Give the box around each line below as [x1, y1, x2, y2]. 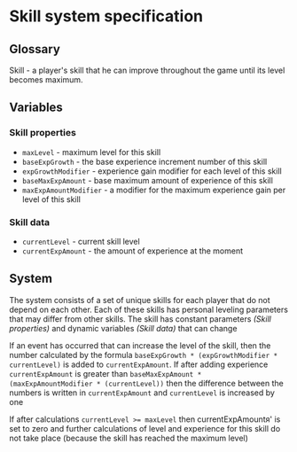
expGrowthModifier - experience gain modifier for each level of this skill [21, 166, 282, 176]
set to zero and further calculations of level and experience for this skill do [9, 423, 281, 433]
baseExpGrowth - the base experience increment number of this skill [21, 156, 268, 167]
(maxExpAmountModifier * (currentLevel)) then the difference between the [9, 378, 284, 388]
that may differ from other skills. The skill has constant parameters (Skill [9, 313, 272, 324]
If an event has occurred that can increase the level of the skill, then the [9, 339, 271, 351]
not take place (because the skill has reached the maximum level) [9, 433, 248, 443]
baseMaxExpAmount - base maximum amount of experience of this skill [21, 175, 273, 185]
